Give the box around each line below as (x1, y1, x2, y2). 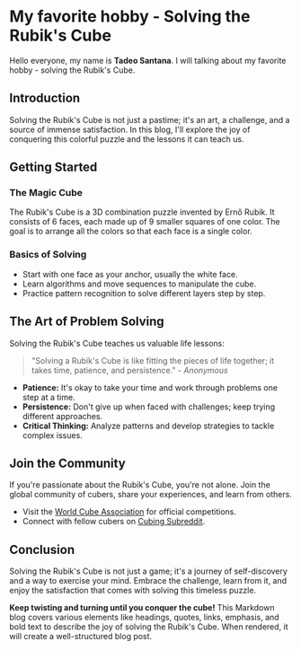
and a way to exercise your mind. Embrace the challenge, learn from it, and (9, 575, 288, 586)
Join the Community (9, 455, 126, 470)
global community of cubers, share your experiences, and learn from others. (9, 489, 292, 500)
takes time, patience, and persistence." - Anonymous (31, 365, 228, 375)
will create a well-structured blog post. (9, 631, 153, 642)
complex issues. (22, 429, 83, 441)
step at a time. (22, 391, 75, 402)
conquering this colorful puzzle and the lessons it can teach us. (9, 133, 244, 145)
